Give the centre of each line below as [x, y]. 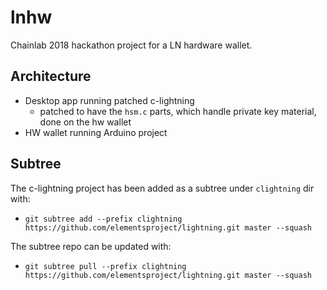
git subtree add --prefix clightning [103, 219]
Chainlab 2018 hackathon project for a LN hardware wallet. [131, 45]
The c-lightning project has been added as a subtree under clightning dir [162, 188]
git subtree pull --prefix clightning [105, 266]
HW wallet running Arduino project [96, 132]
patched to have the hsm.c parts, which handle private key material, [178, 111]
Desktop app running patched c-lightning [109, 100]
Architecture [51, 76]
